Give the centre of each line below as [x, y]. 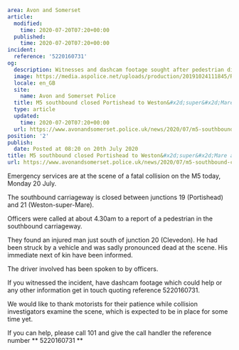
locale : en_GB [34, 83]
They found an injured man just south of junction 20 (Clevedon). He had [113, 240]
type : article [34, 110]
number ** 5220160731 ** [45, 340]
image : [23, 76]
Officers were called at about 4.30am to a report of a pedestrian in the [110, 218]
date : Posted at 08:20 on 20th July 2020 [76, 149]
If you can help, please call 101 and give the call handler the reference [110, 333]
